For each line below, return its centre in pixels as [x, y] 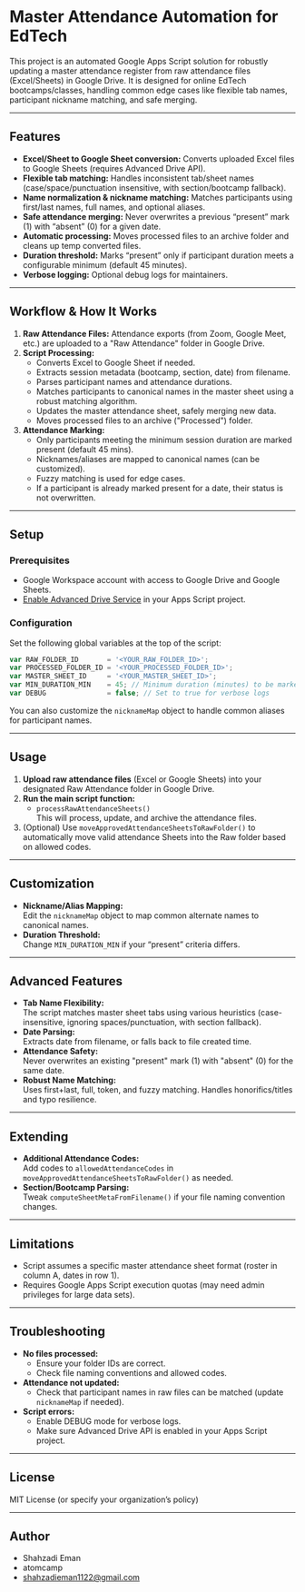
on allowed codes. [57, 846]
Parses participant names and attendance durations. [134, 381]
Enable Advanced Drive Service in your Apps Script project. [134, 599]
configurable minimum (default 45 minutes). [105, 264]
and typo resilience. [59, 1100]
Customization [52, 884]
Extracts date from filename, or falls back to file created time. [137, 1042]
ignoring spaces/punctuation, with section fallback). [164, 1023]
